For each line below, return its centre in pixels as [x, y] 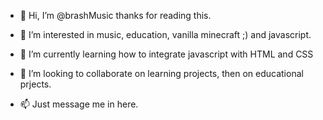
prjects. [35, 84]
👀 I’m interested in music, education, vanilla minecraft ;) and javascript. [165, 34]
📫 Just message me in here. [79, 104]
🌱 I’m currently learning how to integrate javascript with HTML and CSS [166, 54]
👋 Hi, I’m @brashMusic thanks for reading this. [115, 15]
